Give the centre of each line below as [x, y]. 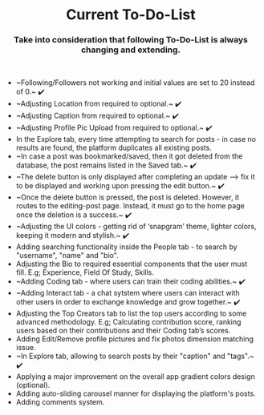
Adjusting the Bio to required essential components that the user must [131, 264]
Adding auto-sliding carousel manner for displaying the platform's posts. [136, 393]
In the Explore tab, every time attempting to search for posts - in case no [136, 139]
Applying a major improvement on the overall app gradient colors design [135, 377]
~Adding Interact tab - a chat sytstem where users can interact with [128, 293]
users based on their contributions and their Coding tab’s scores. [123, 331]
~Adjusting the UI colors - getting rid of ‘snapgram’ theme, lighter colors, [136, 227]
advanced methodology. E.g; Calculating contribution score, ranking [128, 322]
